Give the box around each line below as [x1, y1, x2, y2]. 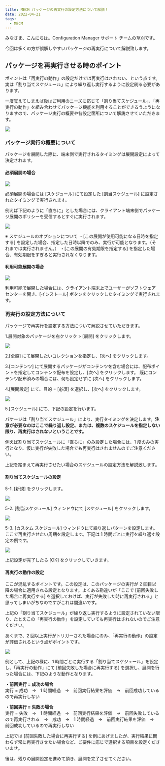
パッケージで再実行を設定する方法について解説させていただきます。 [5, 323, 140, 329]
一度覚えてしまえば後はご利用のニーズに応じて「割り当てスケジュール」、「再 [5, 98, 160, 104]
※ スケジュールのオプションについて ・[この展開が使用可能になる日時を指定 [5, 233, 159, 239]
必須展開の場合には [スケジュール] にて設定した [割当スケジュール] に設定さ [5, 190, 159, 197]
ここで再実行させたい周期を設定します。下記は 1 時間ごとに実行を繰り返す [5, 531, 156, 537]
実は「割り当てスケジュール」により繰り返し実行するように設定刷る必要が [5, 82, 156, 88]
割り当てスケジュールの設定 [5, 474, 62, 480]
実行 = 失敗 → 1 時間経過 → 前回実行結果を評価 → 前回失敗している [5, 710, 160, 716]
